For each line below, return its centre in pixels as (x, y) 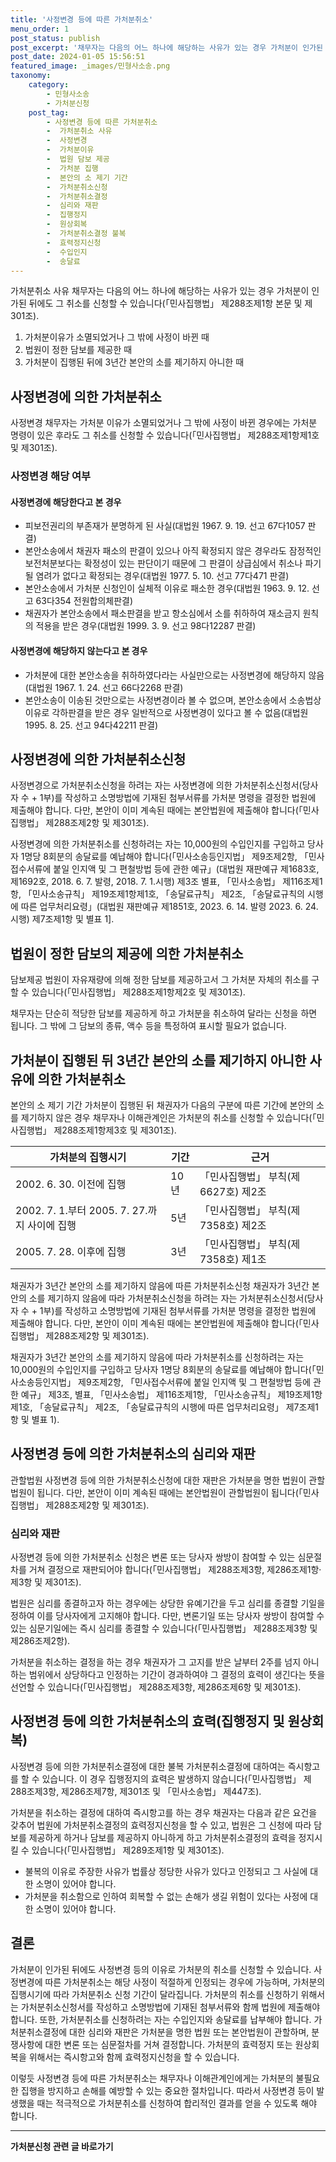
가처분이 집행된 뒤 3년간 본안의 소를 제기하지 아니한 (158, 1060)
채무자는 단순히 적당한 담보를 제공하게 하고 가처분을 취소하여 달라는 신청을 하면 (164, 1013)
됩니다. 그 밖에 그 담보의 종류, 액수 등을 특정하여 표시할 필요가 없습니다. (148, 1026)
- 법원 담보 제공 (78, 159)
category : (49, 85)
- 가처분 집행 (72, 168)
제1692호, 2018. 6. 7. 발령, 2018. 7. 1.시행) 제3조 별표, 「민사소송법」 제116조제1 (166, 882)
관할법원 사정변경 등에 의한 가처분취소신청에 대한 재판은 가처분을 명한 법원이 (158, 1480)
